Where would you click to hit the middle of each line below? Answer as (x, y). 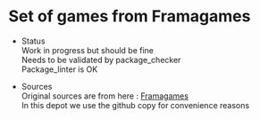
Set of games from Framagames (130, 16)
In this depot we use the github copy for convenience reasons (135, 105)
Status (33, 41)
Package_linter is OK (59, 69)
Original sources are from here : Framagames (105, 96)
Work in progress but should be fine (87, 50)
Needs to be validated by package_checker (101, 59)
